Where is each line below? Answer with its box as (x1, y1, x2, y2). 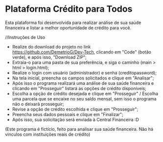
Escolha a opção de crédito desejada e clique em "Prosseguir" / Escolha (12, 91, 158, 96)
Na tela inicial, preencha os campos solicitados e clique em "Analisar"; (12, 75, 154, 81)
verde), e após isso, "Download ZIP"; (12, 54, 87, 60)
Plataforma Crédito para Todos (5, 3, 133, 15)
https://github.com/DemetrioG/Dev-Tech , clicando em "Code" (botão (12, 49, 152, 55)
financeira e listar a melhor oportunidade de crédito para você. (5, 24, 131, 30)
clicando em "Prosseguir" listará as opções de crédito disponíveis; (12, 85, 147, 91)
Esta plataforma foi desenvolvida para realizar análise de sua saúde (5, 20, 141, 25)
